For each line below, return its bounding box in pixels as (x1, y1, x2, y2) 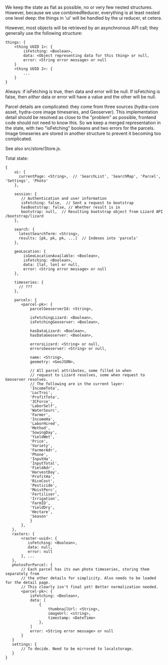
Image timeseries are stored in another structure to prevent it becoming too (5, 131, 161, 136)
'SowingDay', (30, 430, 57, 435)
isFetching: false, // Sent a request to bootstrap (21, 200, 134, 205)
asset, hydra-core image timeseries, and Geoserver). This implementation (5, 109, 158, 115)
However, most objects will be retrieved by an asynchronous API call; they (5, 25, 158, 31)
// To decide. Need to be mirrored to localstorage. (21, 646, 134, 651)
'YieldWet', (30, 434, 55, 439)
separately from (5, 571, 39, 576)
